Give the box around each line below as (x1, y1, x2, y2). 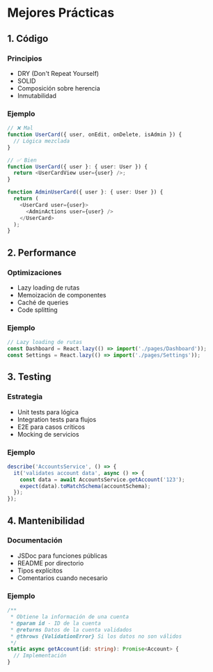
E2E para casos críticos (17, 423, 86, 431)
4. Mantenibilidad (7, 515, 85, 526)
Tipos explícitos (17, 566, 63, 575)
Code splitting (17, 305, 58, 314)
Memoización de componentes (17, 290, 106, 299)
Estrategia (7, 392, 43, 402)
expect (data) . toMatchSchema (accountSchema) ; (19, 483, 151, 490)
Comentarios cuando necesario (17, 573, 108, 582)
